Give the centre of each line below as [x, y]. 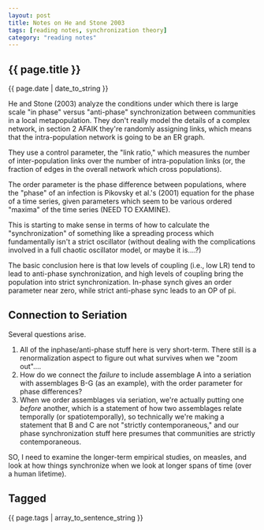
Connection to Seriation [68, 315]
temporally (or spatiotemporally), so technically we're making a [122, 416]
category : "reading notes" [52, 37]
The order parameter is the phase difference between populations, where [127, 185]
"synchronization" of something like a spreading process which [111, 233]
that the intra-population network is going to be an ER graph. [106, 137]
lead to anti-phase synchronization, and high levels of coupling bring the [126, 274]
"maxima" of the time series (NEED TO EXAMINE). [89, 210]
